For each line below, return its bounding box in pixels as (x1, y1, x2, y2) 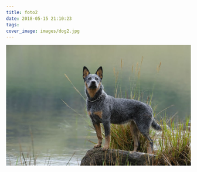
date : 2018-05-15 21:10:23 (6, 15, 72, 22)
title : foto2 (6, 9, 38, 15)
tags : (6, 22, 19, 27)
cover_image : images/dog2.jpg (6, 28, 80, 34)
